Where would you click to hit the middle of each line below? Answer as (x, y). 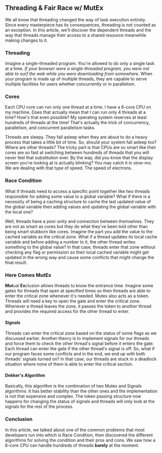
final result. (16, 262)
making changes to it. (27, 40)
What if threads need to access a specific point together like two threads (77, 191)
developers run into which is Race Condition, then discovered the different (79, 435)
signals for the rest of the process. (39, 406)
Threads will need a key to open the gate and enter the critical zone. (73, 301)
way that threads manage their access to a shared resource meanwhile (76, 35)
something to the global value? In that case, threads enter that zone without (80, 247)
